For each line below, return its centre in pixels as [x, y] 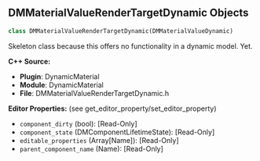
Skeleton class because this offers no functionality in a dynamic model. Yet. [130, 46]
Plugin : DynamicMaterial [59, 76]
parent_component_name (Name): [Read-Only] [91, 148]
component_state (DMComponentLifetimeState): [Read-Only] [117, 132]
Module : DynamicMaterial [61, 85]
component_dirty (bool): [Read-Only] [78, 123]
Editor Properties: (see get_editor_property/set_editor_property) [113, 108]
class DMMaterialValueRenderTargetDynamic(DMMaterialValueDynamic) [121, 31]
